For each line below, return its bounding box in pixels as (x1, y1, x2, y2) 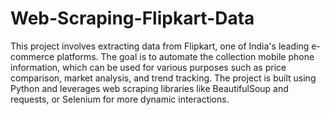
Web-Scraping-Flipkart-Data (10, 7, 255, 30)
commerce (10, 50, 55, 62)
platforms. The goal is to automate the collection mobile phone (56, 50, 315, 62)
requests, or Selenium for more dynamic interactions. (10, 93, 230, 105)
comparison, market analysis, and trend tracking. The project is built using (10, 72, 317, 84)
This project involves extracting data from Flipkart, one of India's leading (10, 40, 310, 52)
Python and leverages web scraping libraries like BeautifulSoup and (10, 82, 289, 94)
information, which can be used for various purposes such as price (10, 61, 287, 73)
